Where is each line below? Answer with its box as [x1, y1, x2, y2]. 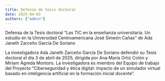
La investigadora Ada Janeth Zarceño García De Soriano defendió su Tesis [5, 50, 157, 55]
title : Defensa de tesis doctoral [5, 7, 77, 12]
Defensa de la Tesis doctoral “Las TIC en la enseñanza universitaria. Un [5, 30, 151, 36]
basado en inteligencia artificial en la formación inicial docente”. [5, 71, 135, 77]
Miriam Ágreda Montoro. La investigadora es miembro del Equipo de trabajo [5, 60, 160, 66]
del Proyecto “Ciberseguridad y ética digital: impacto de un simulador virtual [5, 65, 161, 71]
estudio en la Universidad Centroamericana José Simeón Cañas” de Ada [5, 35, 153, 41]
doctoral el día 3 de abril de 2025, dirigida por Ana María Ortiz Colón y [5, 55, 148, 61]
